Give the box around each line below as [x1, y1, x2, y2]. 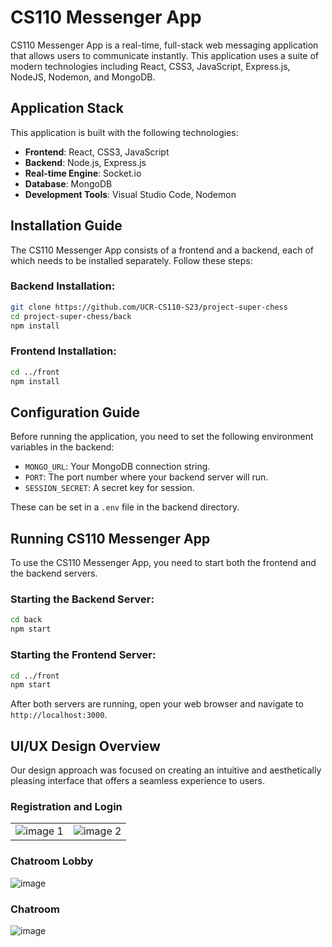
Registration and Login [10, 799, 123, 813]
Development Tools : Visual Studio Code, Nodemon [24, 188, 237, 200]
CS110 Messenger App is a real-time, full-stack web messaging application [10, 39, 319, 51]
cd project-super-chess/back [10, 311, 132, 321]
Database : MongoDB [24, 177, 113, 190]
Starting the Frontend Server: [10, 648, 157, 662]
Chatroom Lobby [10, 854, 94, 868]
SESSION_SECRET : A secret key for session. [24, 482, 195, 494]
